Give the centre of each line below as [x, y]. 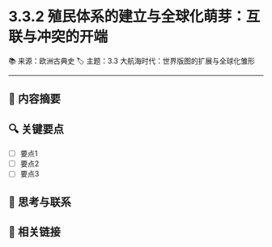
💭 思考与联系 [40, 202]
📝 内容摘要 [34, 99]
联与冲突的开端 [58, 37]
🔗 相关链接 [34, 232]
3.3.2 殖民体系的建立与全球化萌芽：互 [134, 17]
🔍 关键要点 [36, 129]
